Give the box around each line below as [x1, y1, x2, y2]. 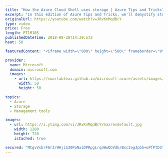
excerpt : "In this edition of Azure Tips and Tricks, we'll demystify [5, 12, 155, 17]
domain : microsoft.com [9, 67, 57, 72]
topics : [5, 94, 21, 100]
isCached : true [14, 136, 46, 141]
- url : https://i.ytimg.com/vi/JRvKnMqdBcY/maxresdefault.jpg [9, 122, 142, 127]
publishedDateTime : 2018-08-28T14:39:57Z [5, 35, 93, 40]
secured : [5, 145, 23, 150]
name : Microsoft [9, 62, 43, 67]
